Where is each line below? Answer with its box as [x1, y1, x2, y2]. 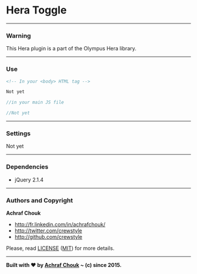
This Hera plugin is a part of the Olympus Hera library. [6, 45, 137, 52]
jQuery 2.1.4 [14, 176, 44, 183]
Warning [6, 32, 31, 40]
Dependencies [6, 163, 49, 171]
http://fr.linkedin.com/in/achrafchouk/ [14, 221, 106, 228]
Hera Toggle [6, 4, 67, 17]
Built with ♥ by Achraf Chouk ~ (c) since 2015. [6, 261, 122, 268]
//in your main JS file [6, 100, 64, 105]
